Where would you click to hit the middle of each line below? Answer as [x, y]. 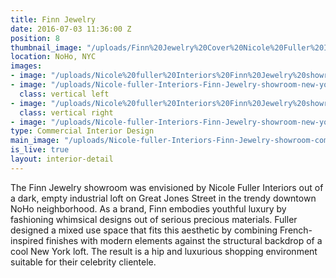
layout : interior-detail [62, 159]
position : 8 [35, 38]
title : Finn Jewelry [53, 19]
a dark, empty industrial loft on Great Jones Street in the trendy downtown [163, 198]
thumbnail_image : [46, 47]
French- [296, 230]
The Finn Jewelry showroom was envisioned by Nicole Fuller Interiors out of [167, 187]
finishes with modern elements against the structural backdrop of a [184, 240]
